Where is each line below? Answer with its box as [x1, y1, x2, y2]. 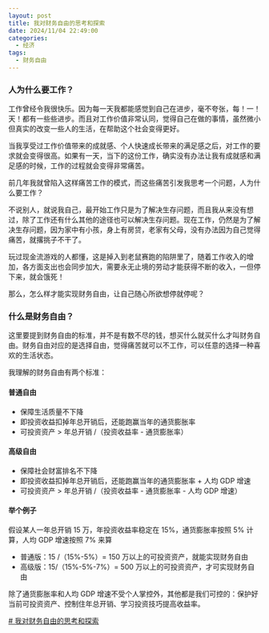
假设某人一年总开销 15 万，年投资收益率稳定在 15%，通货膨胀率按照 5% [8, 525, 245, 535]
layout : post [8, 11, 52, 20]
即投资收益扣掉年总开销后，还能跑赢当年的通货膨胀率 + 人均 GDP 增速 [19, 475, 251, 485]
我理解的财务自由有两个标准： [8, 367, 106, 377]
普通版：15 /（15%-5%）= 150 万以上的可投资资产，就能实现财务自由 [19, 552, 248, 562]
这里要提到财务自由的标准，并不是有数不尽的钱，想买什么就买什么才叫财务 [8, 331, 254, 340]
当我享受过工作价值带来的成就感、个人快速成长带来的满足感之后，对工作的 [8, 141, 254, 150]
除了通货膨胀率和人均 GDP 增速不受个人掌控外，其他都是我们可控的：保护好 [8, 589, 259, 599]
